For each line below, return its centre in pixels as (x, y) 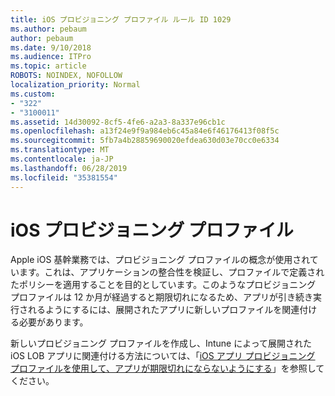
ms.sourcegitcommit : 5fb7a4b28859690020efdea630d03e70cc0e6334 (145, 141)
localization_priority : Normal (75, 85)
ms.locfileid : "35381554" (64, 177)
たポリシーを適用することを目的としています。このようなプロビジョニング (163, 285)
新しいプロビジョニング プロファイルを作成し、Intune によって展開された (161, 343)
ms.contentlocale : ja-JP (62, 159)
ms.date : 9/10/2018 (51, 47)
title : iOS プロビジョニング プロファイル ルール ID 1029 (121, 19)
